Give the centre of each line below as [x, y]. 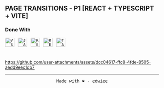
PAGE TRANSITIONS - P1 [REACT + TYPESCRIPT [80, 8]
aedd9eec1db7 [20, 67]
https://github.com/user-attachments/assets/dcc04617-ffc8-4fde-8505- [78, 62]
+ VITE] [17, 16]
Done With [18, 30]
